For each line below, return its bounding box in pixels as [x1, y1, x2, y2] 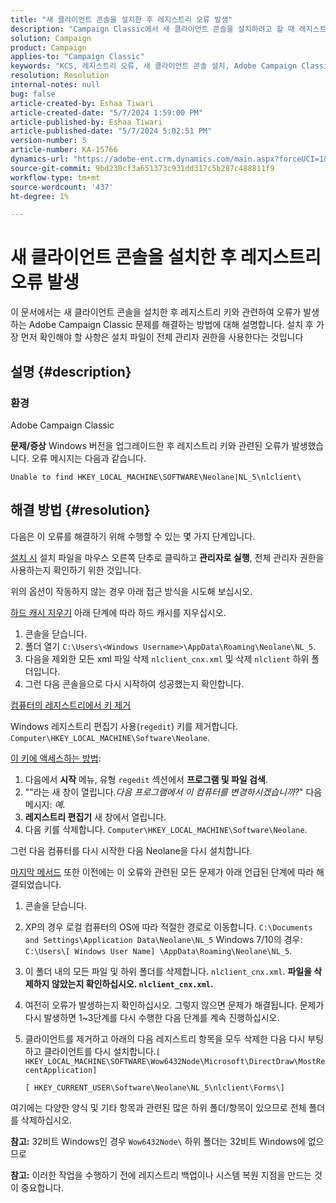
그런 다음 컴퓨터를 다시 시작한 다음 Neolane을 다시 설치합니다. [10, 844, 253, 856]
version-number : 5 [10, 136, 87, 146]
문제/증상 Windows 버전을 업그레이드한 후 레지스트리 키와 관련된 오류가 [10, 439, 290, 451]
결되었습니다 [10, 878, 60, 890]
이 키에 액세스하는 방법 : [10, 752, 102, 764]
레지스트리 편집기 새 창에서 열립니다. [24, 811, 167, 823]
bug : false [10, 89, 56, 99]
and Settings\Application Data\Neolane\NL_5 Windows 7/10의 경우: [24, 933, 303, 945]
